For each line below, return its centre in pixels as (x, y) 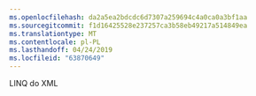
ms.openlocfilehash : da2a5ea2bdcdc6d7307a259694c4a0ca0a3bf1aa (128, 17)
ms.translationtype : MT (53, 33)
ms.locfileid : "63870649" (57, 58)
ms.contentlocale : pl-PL (55, 42)
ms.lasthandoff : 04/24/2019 (61, 50)
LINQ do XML (34, 83)
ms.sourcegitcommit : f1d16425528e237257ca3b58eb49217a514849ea (128, 26)
